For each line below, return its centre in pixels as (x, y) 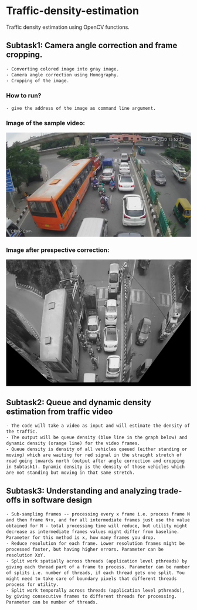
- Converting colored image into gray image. (62, 69)
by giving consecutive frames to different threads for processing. (91, 596)
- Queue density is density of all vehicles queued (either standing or (97, 449)
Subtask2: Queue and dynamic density (79, 402)
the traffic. (22, 432)
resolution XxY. (26, 555)
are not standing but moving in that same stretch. (70, 473)
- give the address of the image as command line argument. (81, 109)
